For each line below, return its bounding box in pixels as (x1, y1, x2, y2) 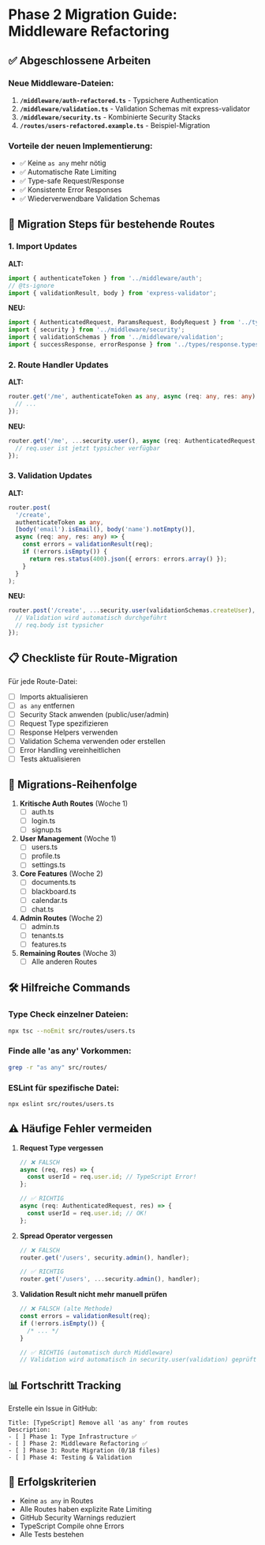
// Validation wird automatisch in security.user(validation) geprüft (19, 1356, 257, 1364)
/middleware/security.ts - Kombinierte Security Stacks (19, 112, 201, 122)
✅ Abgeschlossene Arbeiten (8, 54, 151, 67)
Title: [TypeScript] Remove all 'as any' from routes (8, 1419, 189, 1427)
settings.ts (31, 860, 65, 870)
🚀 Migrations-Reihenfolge (8, 777, 138, 791)
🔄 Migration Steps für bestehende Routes (8, 217, 215, 231)
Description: (8, 1426, 51, 1434)
